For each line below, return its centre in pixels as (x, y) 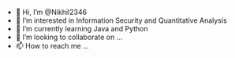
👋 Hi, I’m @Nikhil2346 (51, 12)
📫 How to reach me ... (52, 46)
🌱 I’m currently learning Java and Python (82, 29)
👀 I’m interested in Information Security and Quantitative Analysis (121, 20)
